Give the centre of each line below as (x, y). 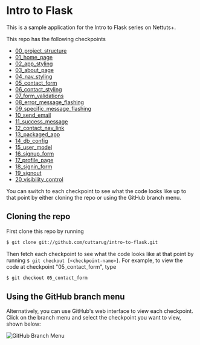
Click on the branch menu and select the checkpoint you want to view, (94, 318)
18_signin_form (34, 166)
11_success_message (41, 121)
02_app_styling (34, 64)
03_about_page (34, 70)
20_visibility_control (39, 179)
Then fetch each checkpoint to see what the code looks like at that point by (100, 254)
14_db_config (31, 140)
